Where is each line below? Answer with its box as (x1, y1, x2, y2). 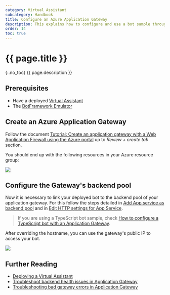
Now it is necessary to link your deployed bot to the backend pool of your (5, 194, 158, 200)
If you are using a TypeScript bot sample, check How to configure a (17, 215, 159, 221)
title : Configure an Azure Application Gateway (5, 17, 108, 22)
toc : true (5, 31, 26, 36)
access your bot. (5, 236, 40, 242)
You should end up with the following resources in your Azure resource (5, 151, 153, 157)
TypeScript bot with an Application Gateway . (17, 221, 110, 227)
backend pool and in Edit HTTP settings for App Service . (5, 205, 123, 212)
